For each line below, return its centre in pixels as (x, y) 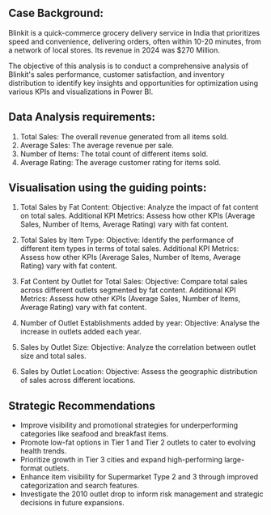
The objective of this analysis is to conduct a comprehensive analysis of (129, 66)
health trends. (43, 451)
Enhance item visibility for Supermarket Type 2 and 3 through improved (139, 477)
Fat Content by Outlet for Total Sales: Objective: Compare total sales (134, 282)
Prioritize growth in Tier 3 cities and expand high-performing (121, 460)
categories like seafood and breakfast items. (94, 434)
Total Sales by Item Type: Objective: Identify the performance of (127, 240)
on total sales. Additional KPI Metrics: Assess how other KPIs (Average (138, 216)
